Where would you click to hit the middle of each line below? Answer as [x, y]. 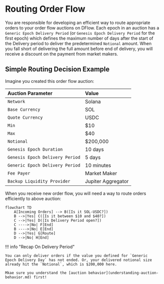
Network [16, 101]
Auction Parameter [30, 93]
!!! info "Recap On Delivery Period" [40, 247]
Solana [93, 102]
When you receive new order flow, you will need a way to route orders [76, 193]
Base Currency [24, 109]
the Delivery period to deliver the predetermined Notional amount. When [78, 43]
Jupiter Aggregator [107, 181]
